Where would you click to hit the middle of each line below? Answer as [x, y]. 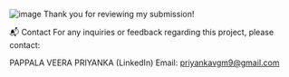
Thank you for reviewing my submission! [119, 14]
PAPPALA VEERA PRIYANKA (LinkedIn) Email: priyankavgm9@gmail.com [144, 63]
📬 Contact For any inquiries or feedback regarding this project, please [142, 32]
